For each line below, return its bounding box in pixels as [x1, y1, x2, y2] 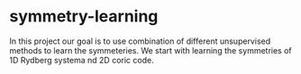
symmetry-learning [9, 6, 159, 27]
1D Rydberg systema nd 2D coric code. [9, 54, 155, 65]
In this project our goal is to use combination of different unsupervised [9, 36, 271, 46]
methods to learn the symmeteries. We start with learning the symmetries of [9, 45, 293, 55]
